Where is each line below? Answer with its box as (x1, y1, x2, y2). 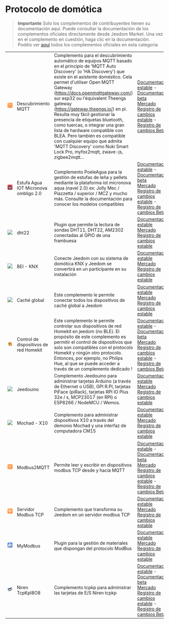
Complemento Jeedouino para (54, 373, 117, 379)
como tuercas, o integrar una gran (54, 122, 125, 128)
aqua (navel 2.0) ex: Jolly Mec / (54, 185, 120, 191)
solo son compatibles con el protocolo (54, 344, 133, 350)
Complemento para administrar (54, 412, 119, 418)
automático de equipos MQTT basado (54, 57, 132, 64)
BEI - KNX (17, 263, 39, 269)
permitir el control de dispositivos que (54, 339, 132, 345)
